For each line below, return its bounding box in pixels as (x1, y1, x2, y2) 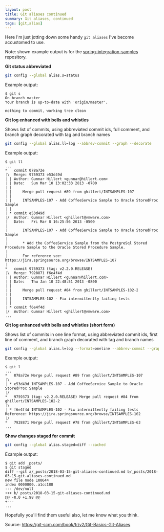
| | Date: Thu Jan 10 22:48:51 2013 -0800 (5, 279, 97, 284)
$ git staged (5, 465, 32, 470)
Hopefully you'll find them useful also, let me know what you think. (5, 512, 139, 518)
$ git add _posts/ (5, 461, 42, 465)
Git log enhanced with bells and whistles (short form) (5, 322, 115, 328)
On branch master (5, 96, 41, 101)
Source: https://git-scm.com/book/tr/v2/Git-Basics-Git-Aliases (5, 521, 130, 527)
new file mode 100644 (5, 478, 49, 483)
